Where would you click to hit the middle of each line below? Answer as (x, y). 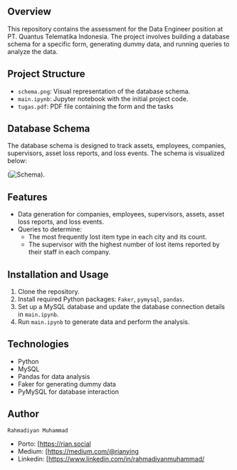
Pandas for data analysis (54, 376)
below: (17, 161)
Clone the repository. (48, 292)
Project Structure (46, 74)
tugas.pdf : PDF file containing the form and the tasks (95, 106)
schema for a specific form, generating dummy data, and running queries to (118, 44)
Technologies (38, 344)
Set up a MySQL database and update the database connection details (121, 307)
